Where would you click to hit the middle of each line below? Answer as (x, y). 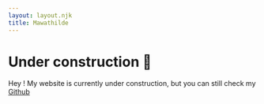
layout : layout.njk (40, 15)
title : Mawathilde (38, 23)
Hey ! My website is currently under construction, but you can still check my (132, 84)
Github (19, 92)
